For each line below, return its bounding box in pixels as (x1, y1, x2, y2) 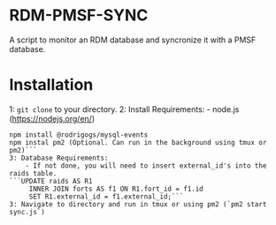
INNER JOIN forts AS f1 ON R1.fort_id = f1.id (28, 184, 203, 193)
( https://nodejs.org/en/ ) (9, 113, 96, 124)
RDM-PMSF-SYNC (9, 5, 149, 26)
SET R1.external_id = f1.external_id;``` (28, 191, 184, 201)
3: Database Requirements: (9, 154, 109, 162)
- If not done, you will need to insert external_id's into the (25, 161, 267, 170)
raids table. (9, 169, 57, 177)
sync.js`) (9, 207, 46, 216)
